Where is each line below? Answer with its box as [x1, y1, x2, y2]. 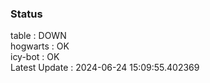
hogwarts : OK [10, 40, 70, 52]
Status [10, 7, 43, 21]
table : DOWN [10, 30, 67, 42]
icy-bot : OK [10, 51, 60, 63]
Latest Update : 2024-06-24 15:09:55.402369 [10, 62, 200, 74]
